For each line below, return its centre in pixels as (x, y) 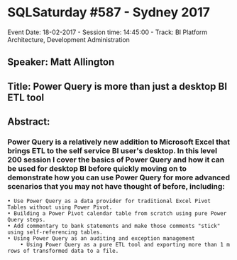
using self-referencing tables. (55, 232)
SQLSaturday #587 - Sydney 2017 (109, 12)
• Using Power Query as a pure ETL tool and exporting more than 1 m (125, 245)
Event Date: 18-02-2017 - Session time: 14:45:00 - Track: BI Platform (108, 32)
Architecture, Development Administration (68, 39)
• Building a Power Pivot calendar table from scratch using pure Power (117, 214)
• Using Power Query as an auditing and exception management (101, 239)
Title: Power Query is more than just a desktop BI (117, 86)
